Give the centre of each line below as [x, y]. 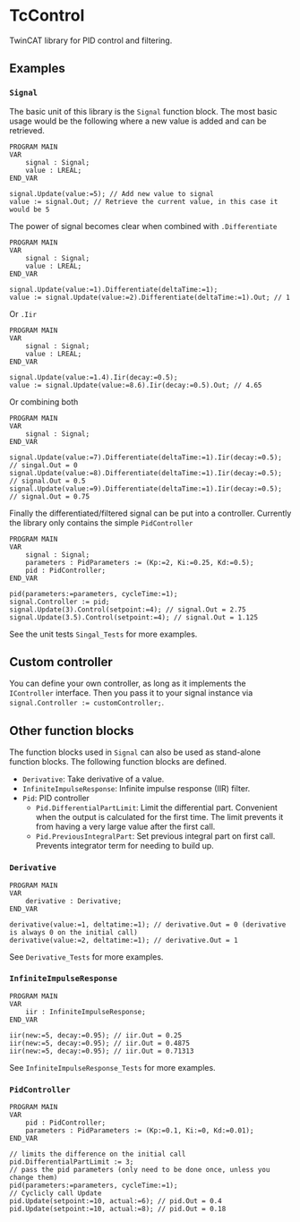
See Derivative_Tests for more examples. [86, 957]
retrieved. [27, 130]
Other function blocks [72, 731]
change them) [34, 1178]
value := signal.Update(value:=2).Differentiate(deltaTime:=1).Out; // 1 [150, 297]
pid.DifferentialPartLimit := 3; [72, 1162]
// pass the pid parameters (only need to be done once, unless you [140, 1170]
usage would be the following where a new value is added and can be [138, 121]
